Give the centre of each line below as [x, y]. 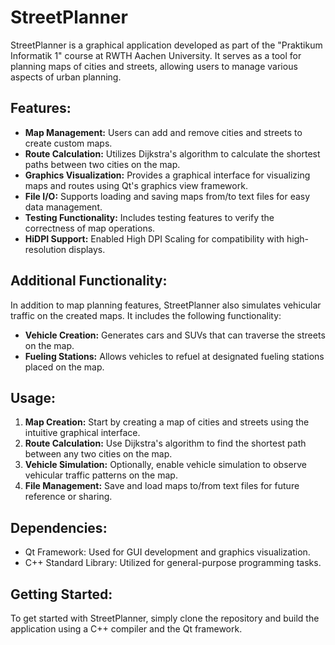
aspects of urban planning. [66, 77]
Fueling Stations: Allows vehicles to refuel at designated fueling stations [174, 356]
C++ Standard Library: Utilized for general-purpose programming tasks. [173, 563]
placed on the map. [64, 367]
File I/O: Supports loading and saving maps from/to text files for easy [167, 196]
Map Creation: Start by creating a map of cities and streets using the [167, 422]
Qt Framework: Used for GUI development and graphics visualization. [167, 552]
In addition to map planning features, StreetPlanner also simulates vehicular [166, 305]
